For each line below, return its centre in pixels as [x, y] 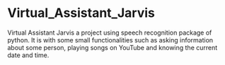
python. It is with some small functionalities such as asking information [110, 40]
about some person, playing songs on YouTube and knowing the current [112, 47]
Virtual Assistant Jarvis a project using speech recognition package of [110, 32]
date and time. [28, 55]
